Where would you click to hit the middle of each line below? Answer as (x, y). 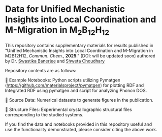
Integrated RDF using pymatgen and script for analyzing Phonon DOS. (76, 90)
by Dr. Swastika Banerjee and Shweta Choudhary (55, 61)
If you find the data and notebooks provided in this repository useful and (79, 124)
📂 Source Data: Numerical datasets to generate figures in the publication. (79, 100)
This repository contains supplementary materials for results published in (79, 45)
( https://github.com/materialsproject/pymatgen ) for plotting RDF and (75, 85)
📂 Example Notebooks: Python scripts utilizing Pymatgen (63, 80)
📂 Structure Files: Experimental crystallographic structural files (68, 110)
